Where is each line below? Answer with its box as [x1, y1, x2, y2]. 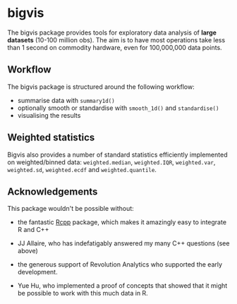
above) [17, 247, 39, 255]
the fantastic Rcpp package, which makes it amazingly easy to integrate [17, 218, 227, 226]
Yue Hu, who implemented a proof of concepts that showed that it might [17, 281, 228, 290]
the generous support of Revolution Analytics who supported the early [17, 260, 223, 269]
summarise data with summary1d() [17, 96, 115, 104]
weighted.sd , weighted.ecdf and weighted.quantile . [7, 165, 157, 174]
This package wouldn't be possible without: [7, 205, 134, 213]
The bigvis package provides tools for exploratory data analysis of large [7, 28, 217, 37]
